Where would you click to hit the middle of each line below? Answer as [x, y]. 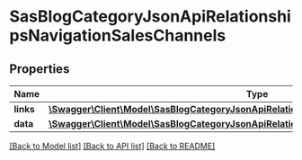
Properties [40, 69]
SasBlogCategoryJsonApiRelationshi [151, 17]
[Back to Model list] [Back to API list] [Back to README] [112, 146]
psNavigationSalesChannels [118, 36]
